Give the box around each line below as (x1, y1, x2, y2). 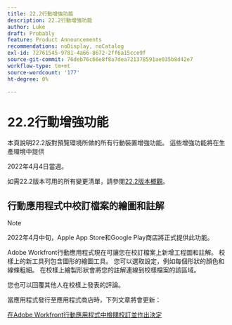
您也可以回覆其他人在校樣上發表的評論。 (7, 281, 124, 289)
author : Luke (7, 23, 46, 30)
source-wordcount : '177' (7, 69, 80, 76)
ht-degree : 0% (7, 75, 49, 83)
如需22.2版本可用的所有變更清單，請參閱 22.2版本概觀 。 (7, 177, 169, 186)
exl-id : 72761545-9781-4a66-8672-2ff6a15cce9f (7, 50, 146, 57)
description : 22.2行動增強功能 (7, 17, 93, 24)
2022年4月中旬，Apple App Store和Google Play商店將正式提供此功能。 (7, 233, 214, 242)
